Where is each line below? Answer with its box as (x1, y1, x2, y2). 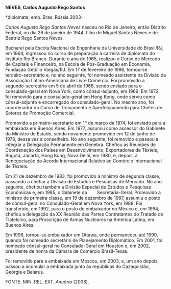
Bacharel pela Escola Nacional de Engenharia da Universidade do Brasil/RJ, (5, 45, 164, 51)
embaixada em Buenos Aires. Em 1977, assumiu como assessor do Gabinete (5, 125, 165, 131)
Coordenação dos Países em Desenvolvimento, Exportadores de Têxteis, (5, 147, 159, 153)
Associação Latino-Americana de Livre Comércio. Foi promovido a (5, 78, 145, 83)
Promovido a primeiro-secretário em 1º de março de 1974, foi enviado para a (5, 120, 166, 126)
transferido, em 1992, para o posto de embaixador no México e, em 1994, (5, 206, 160, 211)
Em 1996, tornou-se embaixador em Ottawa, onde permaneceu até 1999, (5, 232, 158, 238)
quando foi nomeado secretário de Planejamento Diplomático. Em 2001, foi (5, 237, 163, 243)
